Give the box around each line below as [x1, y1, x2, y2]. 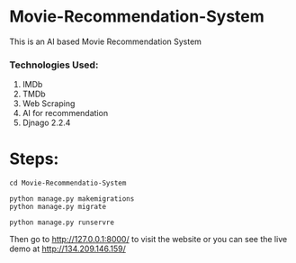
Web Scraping [22, 98, 76, 109]
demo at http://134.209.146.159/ [9, 243, 126, 254]
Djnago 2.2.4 [22, 117, 71, 128]
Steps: [9, 149, 59, 169]
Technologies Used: [9, 59, 99, 71]
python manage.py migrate [9, 203, 106, 212]
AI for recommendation [22, 108, 109, 119]
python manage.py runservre [9, 218, 115, 227]
